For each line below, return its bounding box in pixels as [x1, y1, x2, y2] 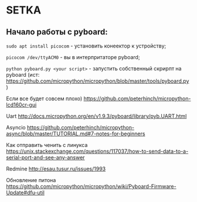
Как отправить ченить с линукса [6, 142, 88, 148]
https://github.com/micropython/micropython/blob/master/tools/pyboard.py [6, 77, 189, 84]
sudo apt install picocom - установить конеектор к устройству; [6, 42, 167, 49]
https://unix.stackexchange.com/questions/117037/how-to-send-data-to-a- [6, 148, 189, 155]
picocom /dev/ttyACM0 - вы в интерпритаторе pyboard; [6, 54, 140, 60]
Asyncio [6, 124, 26, 131]
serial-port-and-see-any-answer [6, 154, 85, 161]
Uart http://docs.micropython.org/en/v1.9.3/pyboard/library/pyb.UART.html [6, 112, 187, 119]
